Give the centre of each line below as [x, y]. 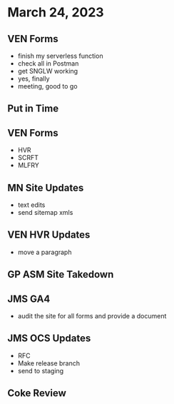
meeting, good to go [47, 86]
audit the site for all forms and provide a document [92, 316]
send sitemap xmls [45, 213]
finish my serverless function [60, 56]
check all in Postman [48, 64]
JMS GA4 [29, 299]
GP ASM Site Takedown [61, 274]
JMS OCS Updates [49, 339]
